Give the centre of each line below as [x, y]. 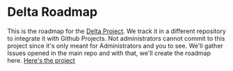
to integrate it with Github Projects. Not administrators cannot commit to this [116, 38]
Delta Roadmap [53, 12]
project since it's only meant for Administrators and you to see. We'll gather [115, 45]
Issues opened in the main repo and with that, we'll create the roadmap [109, 53]
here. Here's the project [41, 60]
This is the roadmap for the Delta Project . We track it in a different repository [116, 31]
